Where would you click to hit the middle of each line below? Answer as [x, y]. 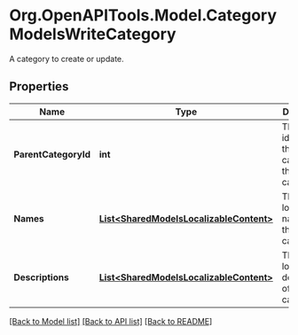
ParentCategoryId [52, 154]
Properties [39, 86]
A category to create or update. [67, 58]
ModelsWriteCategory [93, 34]
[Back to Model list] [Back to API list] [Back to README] [111, 321]
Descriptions [41, 277]
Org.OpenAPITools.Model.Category [143, 16]
